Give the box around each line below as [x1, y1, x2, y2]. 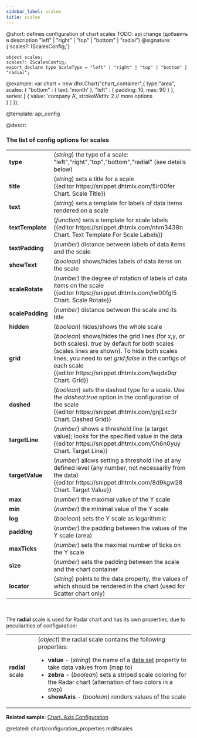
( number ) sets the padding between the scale [53, 557, 180, 566]
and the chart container [53, 565, 118, 573]
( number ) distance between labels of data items [53, 240, 186, 248]
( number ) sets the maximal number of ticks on [53, 540, 181, 549]
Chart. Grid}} [53, 376, 89, 384]
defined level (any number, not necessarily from [53, 463, 186, 472]
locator [9, 582, 30, 590]
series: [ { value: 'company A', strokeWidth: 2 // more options [6, 92, 153, 99]
